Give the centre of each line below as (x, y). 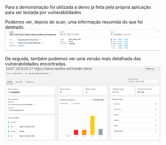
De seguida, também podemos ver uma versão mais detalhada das (73, 58)
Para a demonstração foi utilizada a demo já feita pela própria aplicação (78, 7)
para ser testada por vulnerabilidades (43, 12)
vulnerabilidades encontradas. (36, 64)
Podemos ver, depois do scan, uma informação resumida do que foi (74, 22)
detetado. (15, 27)
